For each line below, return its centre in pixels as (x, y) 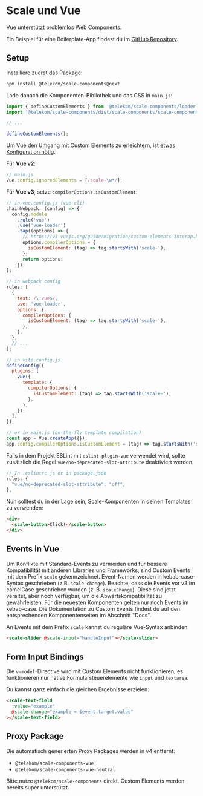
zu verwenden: (25, 508)
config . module (29, 214)
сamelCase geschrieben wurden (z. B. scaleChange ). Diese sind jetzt (91, 589)
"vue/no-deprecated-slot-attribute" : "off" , (69, 484)
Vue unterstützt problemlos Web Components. (64, 27)
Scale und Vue (43, 11)
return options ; (43, 259)
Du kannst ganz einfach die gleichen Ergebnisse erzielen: (78, 689)
